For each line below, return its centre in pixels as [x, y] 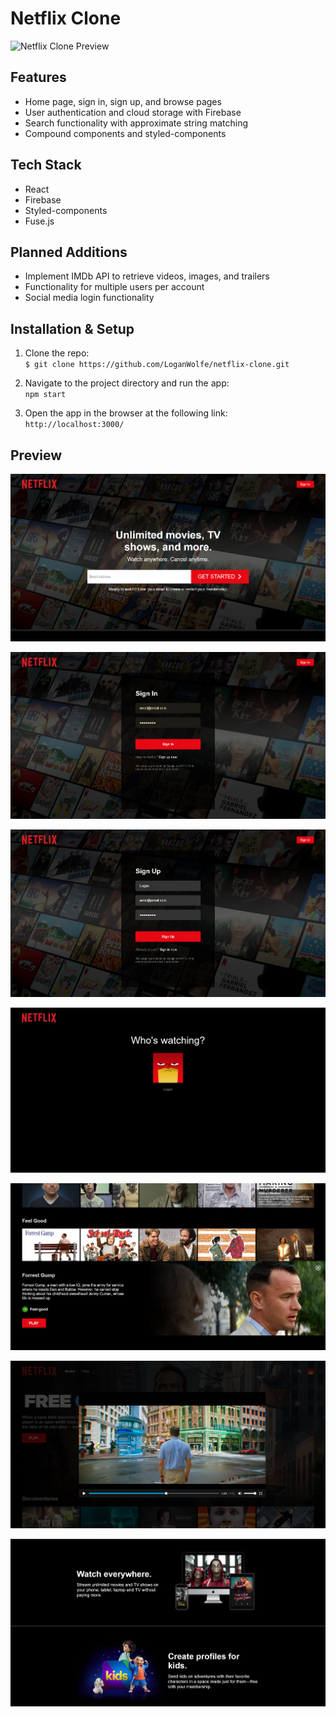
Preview [36, 455]
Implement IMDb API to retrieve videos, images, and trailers [147, 276]
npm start [45, 395]
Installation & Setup [72, 328]
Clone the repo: [57, 353]
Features [38, 77]
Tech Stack [46, 165]
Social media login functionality [89, 298]
